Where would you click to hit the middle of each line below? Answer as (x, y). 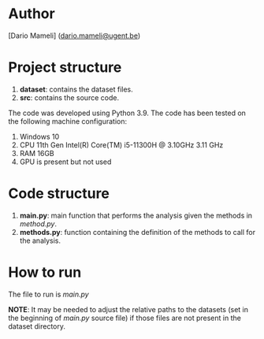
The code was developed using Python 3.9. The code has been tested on (127, 113)
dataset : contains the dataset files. (76, 89)
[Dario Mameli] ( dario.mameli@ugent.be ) (74, 35)
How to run (45, 272)
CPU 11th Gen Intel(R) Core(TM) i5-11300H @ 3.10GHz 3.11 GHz (121, 145)
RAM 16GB (37, 153)
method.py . (38, 224)
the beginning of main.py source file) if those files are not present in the (125, 318)
